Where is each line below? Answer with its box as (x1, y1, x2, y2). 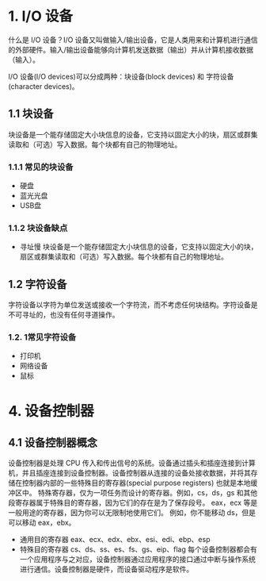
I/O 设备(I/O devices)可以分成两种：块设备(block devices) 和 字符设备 (8, 71, 234, 81)
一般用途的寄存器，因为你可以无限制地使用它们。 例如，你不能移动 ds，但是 (8, 508, 256, 518)
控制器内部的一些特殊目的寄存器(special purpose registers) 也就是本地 (21, 478, 251, 488)
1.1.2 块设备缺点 (8, 222, 68, 233)
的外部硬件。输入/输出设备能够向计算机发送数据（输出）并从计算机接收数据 (8, 44, 254, 54)
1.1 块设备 (8, 107, 54, 121)
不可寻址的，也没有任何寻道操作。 (8, 310, 120, 320)
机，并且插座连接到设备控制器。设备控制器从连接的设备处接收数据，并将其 (8, 468, 251, 478)
